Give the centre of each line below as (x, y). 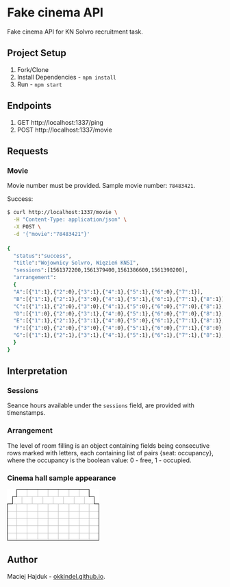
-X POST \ (27, 227)
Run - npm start (40, 84)
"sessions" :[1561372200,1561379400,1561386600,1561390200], (101, 270)
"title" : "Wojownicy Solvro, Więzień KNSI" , (76, 263)
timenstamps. (26, 413)
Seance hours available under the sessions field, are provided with (101, 405)
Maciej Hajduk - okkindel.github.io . (56, 576)
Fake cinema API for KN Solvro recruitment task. (75, 32)
